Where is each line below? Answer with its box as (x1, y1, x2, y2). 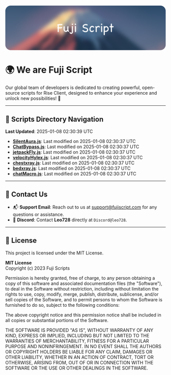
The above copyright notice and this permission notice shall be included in (5, 311, 161, 318)
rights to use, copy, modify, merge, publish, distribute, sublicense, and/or (5, 291, 159, 297)
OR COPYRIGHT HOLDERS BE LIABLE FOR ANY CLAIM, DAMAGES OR (5, 349, 153, 355)
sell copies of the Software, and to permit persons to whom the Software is (5, 296, 163, 303)
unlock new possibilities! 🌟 (5, 95, 61, 102)
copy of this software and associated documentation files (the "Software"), (5, 280, 163, 286)
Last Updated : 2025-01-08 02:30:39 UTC (5, 128, 93, 135)
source (5, 90, 20, 96)
